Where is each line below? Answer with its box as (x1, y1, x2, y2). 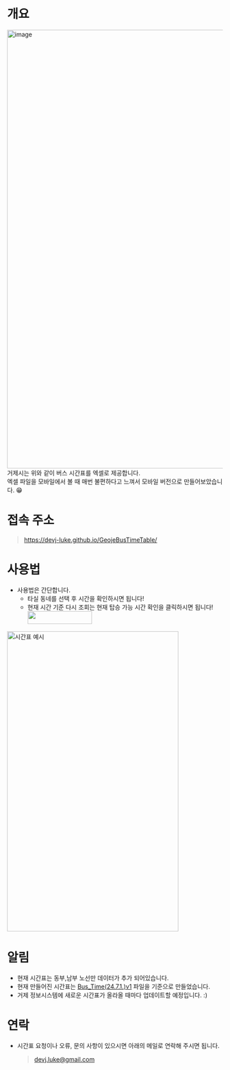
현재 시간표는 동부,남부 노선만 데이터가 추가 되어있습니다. (16, 973, 169, 982)
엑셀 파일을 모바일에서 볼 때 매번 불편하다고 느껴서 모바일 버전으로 (7, 477, 183, 486)
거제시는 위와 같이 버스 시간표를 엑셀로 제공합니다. (7, 468, 141, 477)
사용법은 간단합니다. (16, 586, 71, 594)
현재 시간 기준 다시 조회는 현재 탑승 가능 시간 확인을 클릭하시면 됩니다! (27, 603, 214, 611)
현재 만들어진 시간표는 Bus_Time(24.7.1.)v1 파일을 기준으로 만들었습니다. (16, 982, 211, 990)
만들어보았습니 (183, 477, 223, 486)
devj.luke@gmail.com (34, 1055, 95, 1063)
